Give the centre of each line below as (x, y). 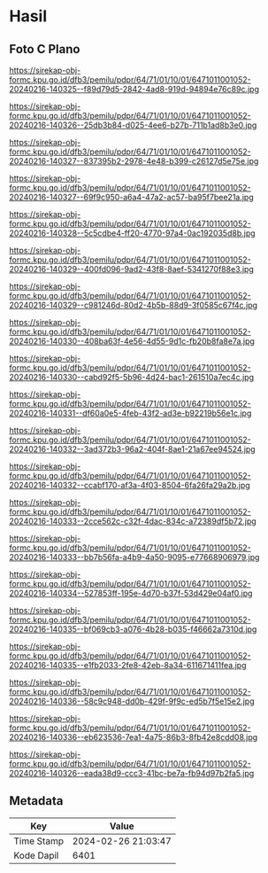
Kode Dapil (36, 855)
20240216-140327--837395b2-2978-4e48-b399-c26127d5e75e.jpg (134, 161)
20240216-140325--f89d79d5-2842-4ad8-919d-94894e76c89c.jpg (134, 89)
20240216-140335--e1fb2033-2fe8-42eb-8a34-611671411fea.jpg (128, 665)
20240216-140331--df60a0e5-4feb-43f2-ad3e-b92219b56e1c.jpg (130, 413)
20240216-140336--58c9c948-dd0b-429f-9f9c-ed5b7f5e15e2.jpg (132, 701)
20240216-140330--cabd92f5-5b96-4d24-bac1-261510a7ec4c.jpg (132, 377)
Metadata (36, 801)
